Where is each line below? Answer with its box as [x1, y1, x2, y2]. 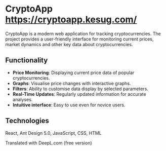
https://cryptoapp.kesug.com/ [5, 14, 137, 25]
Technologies [5, 117, 50, 125]
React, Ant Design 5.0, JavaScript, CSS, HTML [5, 130, 102, 136]
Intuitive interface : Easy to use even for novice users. [12, 102, 126, 108]
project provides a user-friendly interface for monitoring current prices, [5, 36, 154, 42]
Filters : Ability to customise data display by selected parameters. [12, 86, 148, 92]
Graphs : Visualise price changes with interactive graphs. [12, 80, 131, 86]
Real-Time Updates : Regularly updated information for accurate [12, 91, 146, 97]
